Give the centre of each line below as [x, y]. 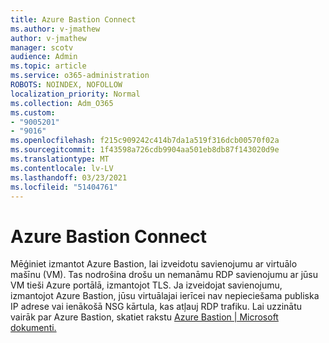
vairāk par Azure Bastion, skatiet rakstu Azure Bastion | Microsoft [144, 317]
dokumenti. [33, 328]
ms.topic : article [48, 66]
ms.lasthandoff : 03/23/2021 [69, 177]
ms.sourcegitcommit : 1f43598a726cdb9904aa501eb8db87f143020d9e [145, 150]
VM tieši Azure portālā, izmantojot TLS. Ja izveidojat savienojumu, [146, 285]
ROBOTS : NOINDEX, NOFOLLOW [66, 85]
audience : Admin [44, 57]
